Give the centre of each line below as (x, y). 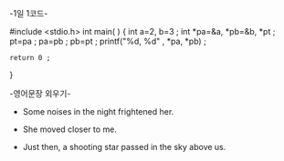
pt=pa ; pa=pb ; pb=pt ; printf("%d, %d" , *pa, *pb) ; (108, 41)
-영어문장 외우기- (40, 93)
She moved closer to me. (69, 129)
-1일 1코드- (29, 13)
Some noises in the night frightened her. (98, 111)
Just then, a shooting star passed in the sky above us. (124, 147)
